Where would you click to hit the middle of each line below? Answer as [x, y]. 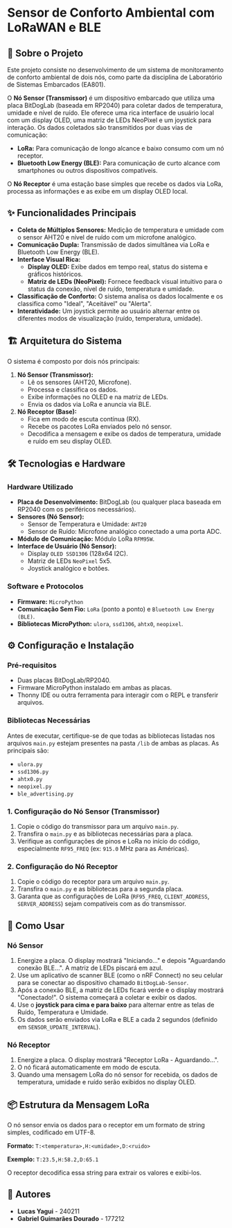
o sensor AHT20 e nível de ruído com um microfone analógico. [107, 237]
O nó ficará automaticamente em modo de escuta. [89, 1068]
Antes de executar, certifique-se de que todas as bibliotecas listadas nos [111, 735]
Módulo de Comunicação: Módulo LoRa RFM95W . [86, 539]
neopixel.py [34, 787]
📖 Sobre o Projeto [45, 53]
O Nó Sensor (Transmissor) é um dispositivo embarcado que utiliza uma [111, 98]
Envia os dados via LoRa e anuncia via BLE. [89, 404]
